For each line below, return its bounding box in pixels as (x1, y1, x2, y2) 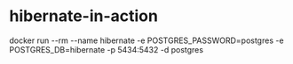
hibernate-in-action (9, 6, 158, 26)
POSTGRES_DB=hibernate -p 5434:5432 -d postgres (9, 44, 204, 54)
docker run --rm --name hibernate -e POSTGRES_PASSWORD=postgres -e (9, 35, 284, 46)
